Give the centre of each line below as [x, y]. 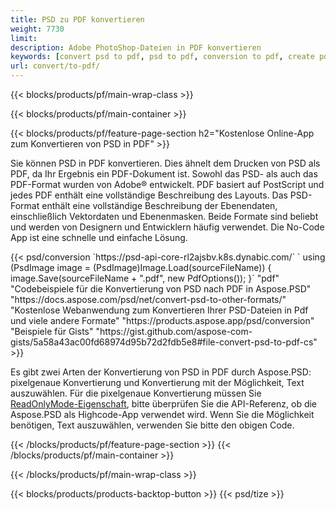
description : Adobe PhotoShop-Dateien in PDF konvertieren [136, 47]
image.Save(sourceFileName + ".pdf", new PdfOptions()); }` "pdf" [145, 278]
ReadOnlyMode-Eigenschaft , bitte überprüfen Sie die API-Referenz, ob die [164, 404]
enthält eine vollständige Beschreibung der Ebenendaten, [159, 205]
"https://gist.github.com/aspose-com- [174, 331]
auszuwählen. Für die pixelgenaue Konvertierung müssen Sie [136, 393]
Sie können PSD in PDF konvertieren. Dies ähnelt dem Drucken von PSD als [165, 163]
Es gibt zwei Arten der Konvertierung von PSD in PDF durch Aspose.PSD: [161, 372]
